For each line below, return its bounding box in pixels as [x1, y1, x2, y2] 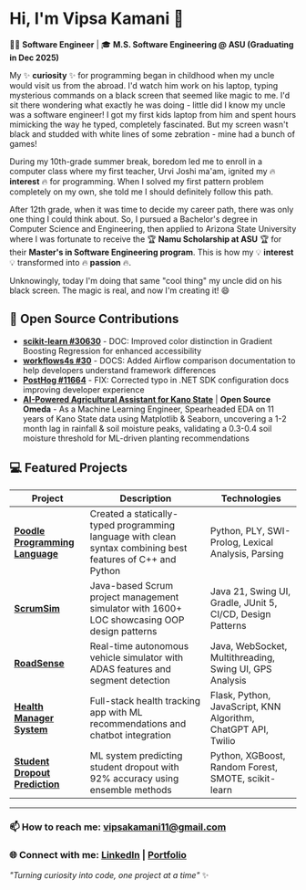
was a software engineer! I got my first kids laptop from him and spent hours [9, 109, 297, 120]
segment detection [89, 674, 171, 686]
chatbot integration [89, 728, 171, 741]
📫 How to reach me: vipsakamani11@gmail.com [9, 821, 227, 833]
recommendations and [89, 717, 187, 729]
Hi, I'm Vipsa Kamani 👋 [9, 8, 185, 29]
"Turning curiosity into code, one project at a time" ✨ [9, 869, 209, 880]
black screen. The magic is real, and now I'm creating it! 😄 [9, 285, 230, 296]
